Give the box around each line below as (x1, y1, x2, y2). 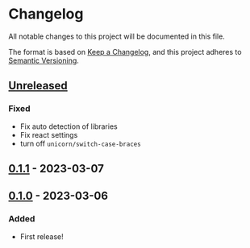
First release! (19, 231, 64, 242)
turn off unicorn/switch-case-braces (19, 138, 141, 148)
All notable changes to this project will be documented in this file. (8, 31, 226, 41)
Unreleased (8, 79, 69, 93)
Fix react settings (19, 130, 78, 139)
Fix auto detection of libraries (19, 122, 119, 131)
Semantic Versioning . (8, 56, 79, 65)
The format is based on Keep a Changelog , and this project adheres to (8, 47, 242, 56)
